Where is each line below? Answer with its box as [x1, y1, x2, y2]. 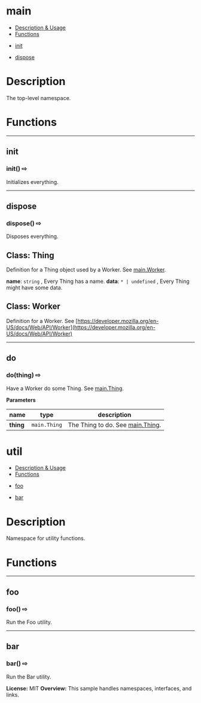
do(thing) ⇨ [6, 371, 41, 379]
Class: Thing [6, 250, 55, 260]
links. [6, 691, 20, 698]
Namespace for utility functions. [6, 535, 86, 542]
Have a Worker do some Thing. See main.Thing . [6, 385, 124, 392]
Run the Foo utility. [6, 618, 53, 626]
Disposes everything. [6, 233, 59, 240]
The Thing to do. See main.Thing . [68, 421, 162, 429]
